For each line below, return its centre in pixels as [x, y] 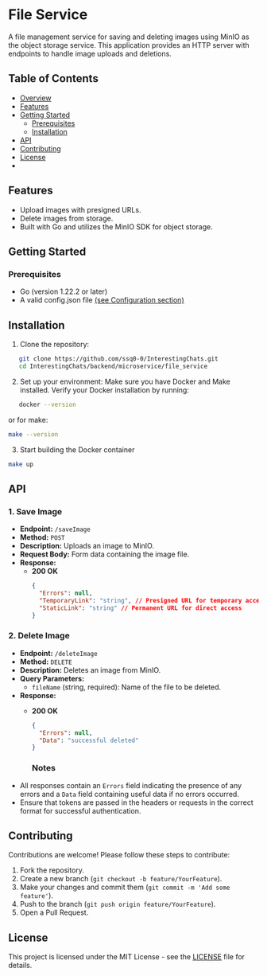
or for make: [28, 420]
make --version [33, 434]
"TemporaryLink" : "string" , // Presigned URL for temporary [140, 600]
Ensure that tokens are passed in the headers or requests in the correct [137, 802]
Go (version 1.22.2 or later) [64, 291]
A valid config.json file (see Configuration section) [102, 300]
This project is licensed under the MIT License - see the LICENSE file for [126, 957]
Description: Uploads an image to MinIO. [87, 546]
